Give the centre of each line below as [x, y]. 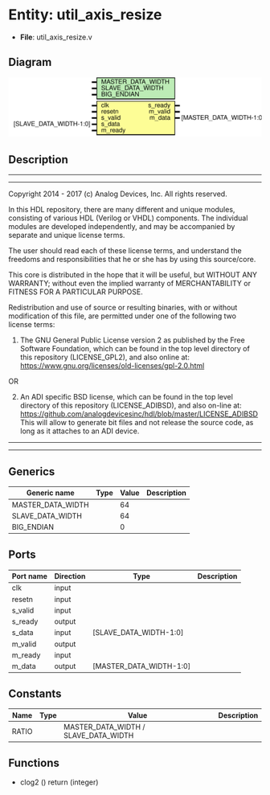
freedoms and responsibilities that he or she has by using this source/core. [132, 260]
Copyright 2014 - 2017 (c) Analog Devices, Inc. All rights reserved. [118, 194]
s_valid [23, 610]
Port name [30, 576]
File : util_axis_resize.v [56, 37]
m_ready [26, 655]
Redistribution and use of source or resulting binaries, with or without [123, 308]
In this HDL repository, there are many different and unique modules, [122, 210]
